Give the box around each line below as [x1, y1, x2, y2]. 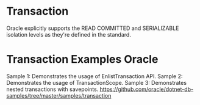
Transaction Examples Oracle [6, 52, 159, 67]
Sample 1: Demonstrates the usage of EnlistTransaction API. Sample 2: [6, 72, 183, 80]
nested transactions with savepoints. [6, 85, 99, 93]
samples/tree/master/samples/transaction [6, 92, 112, 99]
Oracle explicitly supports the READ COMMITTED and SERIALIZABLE [6, 24, 179, 32]
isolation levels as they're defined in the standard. [6, 31, 131, 38]
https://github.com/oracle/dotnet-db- [99, 85, 194, 93]
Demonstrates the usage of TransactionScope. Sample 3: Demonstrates [6, 79, 187, 86]
